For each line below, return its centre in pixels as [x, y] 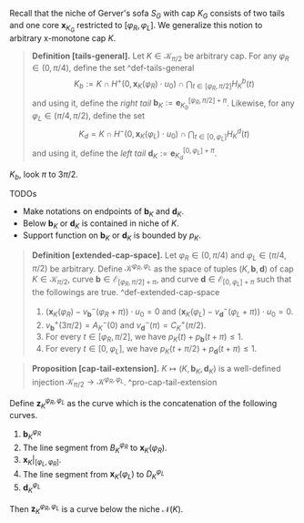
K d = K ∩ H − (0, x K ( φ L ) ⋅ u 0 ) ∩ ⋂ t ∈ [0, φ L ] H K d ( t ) [164, 134]
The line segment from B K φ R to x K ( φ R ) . [95, 448]
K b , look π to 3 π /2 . [44, 175]
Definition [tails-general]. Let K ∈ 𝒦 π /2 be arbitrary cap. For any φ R [160, 56]
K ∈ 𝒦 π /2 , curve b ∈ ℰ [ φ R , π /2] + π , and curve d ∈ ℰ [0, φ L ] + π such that [162, 281]
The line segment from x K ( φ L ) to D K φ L [93, 474]
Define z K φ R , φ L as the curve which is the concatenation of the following [143, 404]
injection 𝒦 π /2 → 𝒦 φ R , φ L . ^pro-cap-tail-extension [124, 382]
